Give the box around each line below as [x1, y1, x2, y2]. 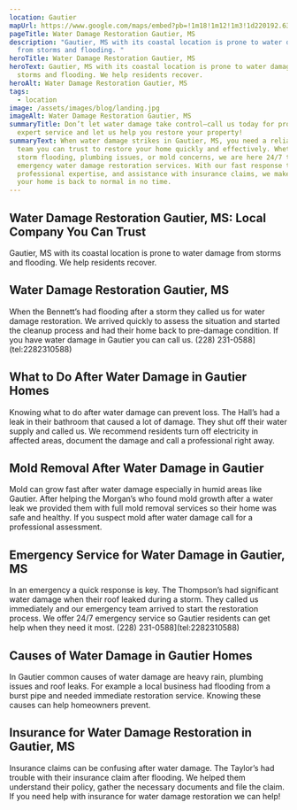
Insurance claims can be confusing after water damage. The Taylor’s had [9, 762, 275, 773]
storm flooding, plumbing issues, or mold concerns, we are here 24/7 [17, 152, 283, 162]
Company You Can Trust [9, 224, 147, 239]
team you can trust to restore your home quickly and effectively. [17, 144, 271, 153]
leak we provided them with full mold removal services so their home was [9, 503, 277, 513]
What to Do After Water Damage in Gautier [9, 369, 247, 385]
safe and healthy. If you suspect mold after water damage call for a [9, 513, 254, 523]
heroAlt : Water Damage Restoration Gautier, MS [9, 79, 188, 88]
